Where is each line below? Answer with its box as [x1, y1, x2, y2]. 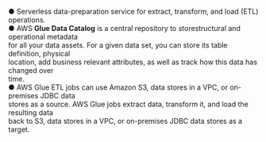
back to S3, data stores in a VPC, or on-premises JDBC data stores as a [8, 117, 243, 125]
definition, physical [8, 49, 71, 58]
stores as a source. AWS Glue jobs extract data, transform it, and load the [8, 99, 249, 109]
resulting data [8, 108, 54, 117]
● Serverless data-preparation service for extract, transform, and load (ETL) [8, 7, 259, 16]
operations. [8, 15, 46, 25]
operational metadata [8, 32, 78, 41]
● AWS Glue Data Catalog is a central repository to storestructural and [8, 24, 241, 33]
